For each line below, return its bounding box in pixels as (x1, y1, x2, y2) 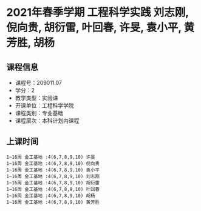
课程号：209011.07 (15, 79, 63, 86)
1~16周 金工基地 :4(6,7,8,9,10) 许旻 (6, 154, 95, 160)
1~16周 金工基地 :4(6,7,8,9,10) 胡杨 (6, 192, 95, 199)
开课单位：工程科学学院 (15, 102, 74, 109)
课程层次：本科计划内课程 (15, 117, 80, 124)
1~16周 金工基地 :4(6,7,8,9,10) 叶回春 (6, 186, 100, 192)
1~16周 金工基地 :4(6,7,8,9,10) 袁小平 (6, 167, 100, 173)
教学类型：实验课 (15, 95, 58, 101)
